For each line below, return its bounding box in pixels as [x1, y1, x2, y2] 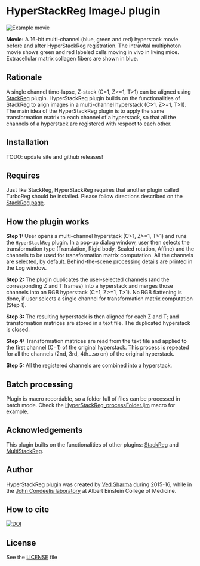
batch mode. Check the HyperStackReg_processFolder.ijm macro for [6, 402, 176, 408]
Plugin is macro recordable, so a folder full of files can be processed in [6, 395, 180, 402]
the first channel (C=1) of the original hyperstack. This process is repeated [6, 344, 189, 351]
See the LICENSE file [6, 553, 58, 561]
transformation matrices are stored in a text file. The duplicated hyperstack [6, 320, 191, 327]
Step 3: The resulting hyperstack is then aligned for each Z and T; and [6, 313, 179, 320]
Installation [6, 137, 49, 147]
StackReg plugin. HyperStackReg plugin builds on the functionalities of [6, 94, 180, 101]
